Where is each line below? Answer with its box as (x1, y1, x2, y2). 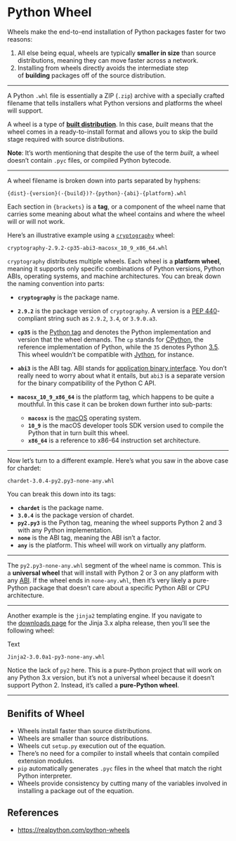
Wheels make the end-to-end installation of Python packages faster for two (7, 27, 226, 36)
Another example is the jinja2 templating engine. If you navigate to (7, 611, 202, 620)
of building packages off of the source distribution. (17, 71, 166, 80)
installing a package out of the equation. (17, 786, 135, 795)
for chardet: (7, 463, 41, 472)
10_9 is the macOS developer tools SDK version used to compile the (27, 420, 224, 430)
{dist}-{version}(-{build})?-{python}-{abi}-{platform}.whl (7, 189, 188, 197)
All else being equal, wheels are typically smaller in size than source (17, 49, 216, 57)
